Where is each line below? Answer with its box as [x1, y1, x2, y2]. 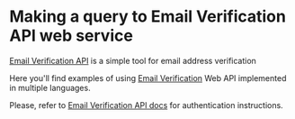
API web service [9, 25, 133, 46]
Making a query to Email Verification [9, 6, 286, 27]
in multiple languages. [9, 82, 92, 93]
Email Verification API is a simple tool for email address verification [9, 55, 256, 66]
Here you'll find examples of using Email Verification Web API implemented [9, 72, 287, 83]
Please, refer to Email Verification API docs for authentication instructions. [9, 99, 283, 110]
